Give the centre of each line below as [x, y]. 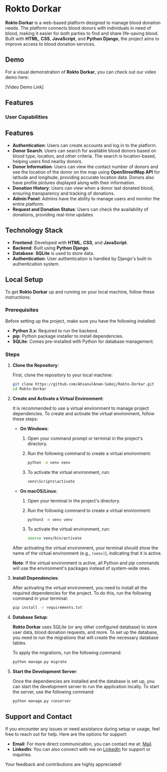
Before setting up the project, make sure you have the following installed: [81, 321]
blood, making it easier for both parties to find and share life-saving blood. [82, 33]
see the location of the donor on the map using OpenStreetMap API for [86, 172]
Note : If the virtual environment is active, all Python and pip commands [86, 563]
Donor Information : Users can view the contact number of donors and [85, 167]
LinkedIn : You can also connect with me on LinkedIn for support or [81, 749]
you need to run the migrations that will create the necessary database [86, 637]
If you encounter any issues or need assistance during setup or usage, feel [82, 729]
